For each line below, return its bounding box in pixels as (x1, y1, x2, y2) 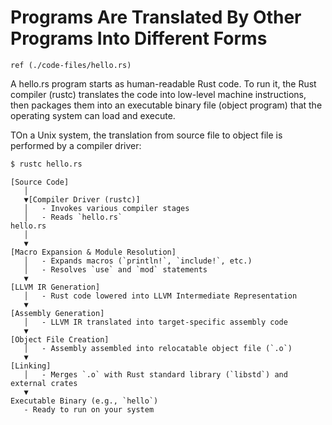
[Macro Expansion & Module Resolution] (10, 247, 177, 257)
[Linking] (10, 361, 52, 371)
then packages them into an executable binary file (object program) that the (10, 99, 323, 111)
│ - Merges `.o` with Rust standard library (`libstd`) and (23, 369, 288, 380)
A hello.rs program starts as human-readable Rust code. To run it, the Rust (10, 77, 317, 90)
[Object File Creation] (10, 334, 110, 345)
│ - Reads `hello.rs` (23, 212, 123, 222)
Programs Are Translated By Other (10, 6, 302, 29)
